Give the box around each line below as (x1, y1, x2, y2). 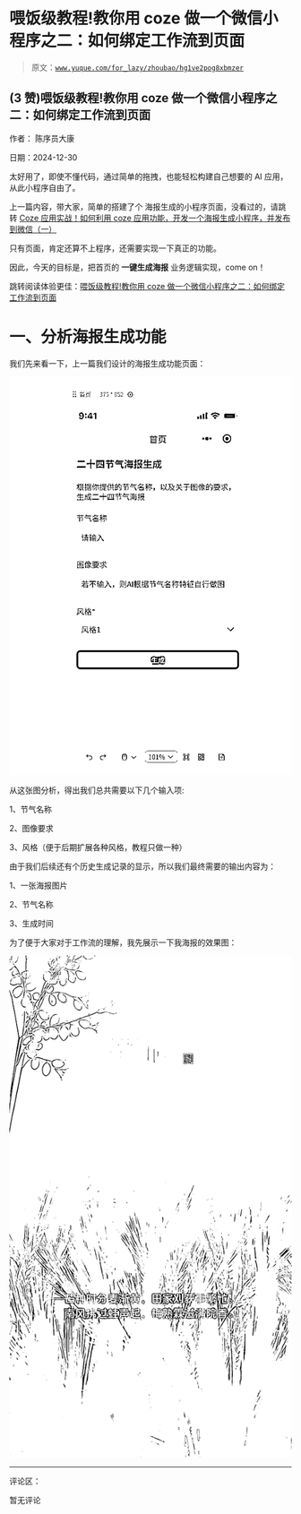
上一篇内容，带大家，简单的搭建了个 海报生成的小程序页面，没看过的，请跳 (9, 201, 287, 211)
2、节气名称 (9, 899, 54, 910)
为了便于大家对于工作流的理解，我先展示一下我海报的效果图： (9, 937, 237, 948)
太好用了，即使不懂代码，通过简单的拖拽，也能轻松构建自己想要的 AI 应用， (9, 171, 288, 182)
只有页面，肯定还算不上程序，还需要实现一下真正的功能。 (9, 243, 221, 254)
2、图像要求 (9, 823, 54, 834)
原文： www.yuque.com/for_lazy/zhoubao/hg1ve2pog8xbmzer (30, 62, 245, 73)
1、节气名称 (9, 804, 52, 815)
